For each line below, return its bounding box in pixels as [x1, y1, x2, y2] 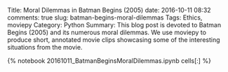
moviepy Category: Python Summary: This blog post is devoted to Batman [7, 21, 222, 29]
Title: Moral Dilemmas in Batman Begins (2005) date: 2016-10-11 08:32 [7, 6, 212, 14]
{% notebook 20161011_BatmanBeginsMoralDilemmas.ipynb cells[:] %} [7, 57, 212, 65]
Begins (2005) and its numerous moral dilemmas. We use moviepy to [7, 28, 207, 36]
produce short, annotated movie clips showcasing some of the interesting [7, 36, 220, 44]
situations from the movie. [7, 43, 83, 51]
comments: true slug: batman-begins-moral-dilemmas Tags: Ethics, [7, 13, 203, 22]
